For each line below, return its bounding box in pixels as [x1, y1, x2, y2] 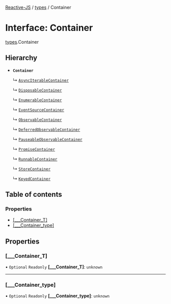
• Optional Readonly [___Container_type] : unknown [5, 293, 110, 299]
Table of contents [5, 190, 62, 199]
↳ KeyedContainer [12, 175, 51, 181]
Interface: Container [5, 22, 93, 34]
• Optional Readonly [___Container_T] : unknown [5, 264, 103, 270]
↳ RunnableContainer [12, 156, 58, 162]
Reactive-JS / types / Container [5, 5, 71, 10]
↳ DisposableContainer [12, 86, 62, 93]
